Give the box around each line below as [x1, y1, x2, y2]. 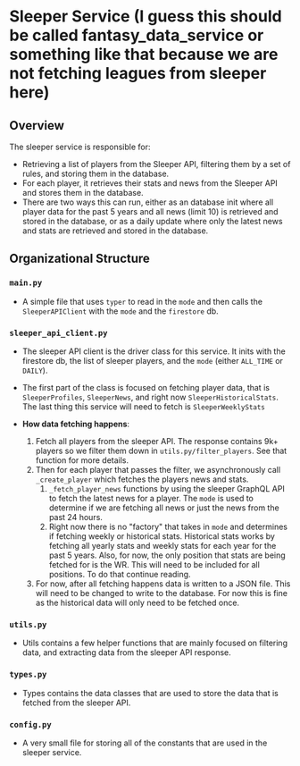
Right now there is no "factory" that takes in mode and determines [48, 521, 288, 532]
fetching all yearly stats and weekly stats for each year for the [48, 540, 277, 551]
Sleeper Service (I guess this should [9, 6, 283, 27]
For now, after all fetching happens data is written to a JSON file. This [35, 578, 291, 589]
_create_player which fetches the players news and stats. [35, 474, 249, 484]
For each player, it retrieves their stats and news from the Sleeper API [21, 178, 279, 189]
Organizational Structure [9, 251, 150, 266]
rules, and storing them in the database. [21, 168, 170, 179]
